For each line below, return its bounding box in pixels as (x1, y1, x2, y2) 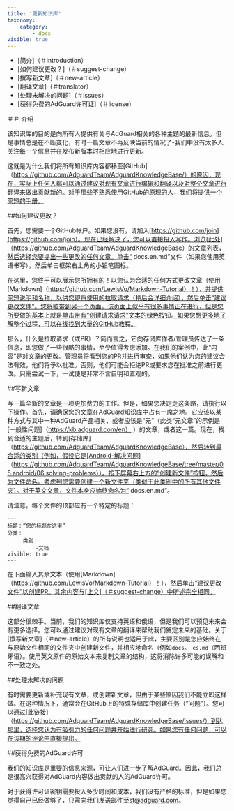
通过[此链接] (13, 708, 49, 716)
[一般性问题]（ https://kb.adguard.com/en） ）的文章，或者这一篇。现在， (7, 425, 219, 433)
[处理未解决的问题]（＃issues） (17, 91, 108, 100)
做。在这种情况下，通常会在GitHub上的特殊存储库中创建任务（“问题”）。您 (7, 699, 219, 708)
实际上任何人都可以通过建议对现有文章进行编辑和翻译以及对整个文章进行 (19, 179, 227, 188)
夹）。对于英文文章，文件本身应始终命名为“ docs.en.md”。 (7, 486, 173, 495)
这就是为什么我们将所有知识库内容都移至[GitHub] (7, 162, 148, 170)
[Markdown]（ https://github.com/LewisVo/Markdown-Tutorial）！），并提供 (7, 285, 224, 293)
